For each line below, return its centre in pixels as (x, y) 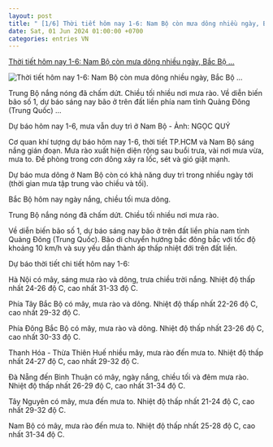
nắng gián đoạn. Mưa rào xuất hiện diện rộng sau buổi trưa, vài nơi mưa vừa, (136, 150)
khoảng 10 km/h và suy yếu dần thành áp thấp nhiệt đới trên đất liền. (123, 248)
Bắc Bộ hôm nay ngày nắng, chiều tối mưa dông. (90, 199)
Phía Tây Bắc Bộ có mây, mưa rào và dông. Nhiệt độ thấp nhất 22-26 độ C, (133, 304)
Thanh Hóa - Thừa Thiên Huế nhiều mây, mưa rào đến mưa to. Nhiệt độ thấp (136, 353)
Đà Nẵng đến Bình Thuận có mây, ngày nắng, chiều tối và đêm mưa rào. (129, 377)
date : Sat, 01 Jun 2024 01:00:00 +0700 (76, 31)
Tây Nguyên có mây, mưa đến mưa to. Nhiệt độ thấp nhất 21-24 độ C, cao (132, 401)
